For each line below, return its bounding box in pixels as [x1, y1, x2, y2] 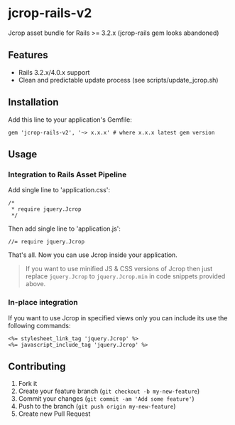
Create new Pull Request [18, 409, 91, 418]
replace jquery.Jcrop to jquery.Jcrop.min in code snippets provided [25, 272, 226, 280]
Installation [8, 96, 59, 108]
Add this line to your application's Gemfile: [8, 115, 132, 124]
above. [25, 280, 46, 288]
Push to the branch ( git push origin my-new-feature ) [18, 402, 176, 411]
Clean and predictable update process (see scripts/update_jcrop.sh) [18, 75, 219, 84]
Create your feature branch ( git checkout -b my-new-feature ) [18, 387, 200, 396]
